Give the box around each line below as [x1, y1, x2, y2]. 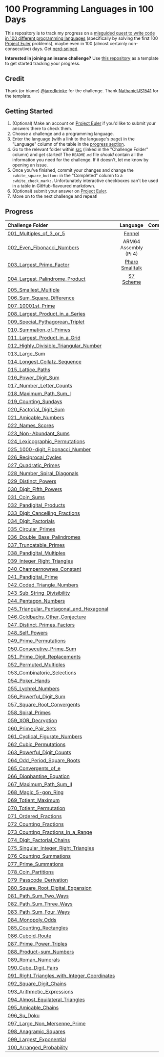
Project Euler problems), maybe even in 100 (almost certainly [5, 40, 128, 46]
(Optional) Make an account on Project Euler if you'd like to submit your [12, 120, 156, 126]
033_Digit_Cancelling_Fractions [7, 510, 81, 517]
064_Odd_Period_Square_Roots [7, 757, 81, 764]
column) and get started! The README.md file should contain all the [12, 151, 143, 158]
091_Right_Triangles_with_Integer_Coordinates [7, 973, 115, 979]
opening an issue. [12, 162, 48, 168]
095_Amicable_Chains [7, 1004, 59, 1011]
